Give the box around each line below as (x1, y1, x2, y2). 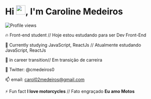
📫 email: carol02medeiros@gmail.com (5, 76, 85, 82)
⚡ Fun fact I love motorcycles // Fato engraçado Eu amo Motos (5, 88, 135, 94)
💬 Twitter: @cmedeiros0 (5, 66, 55, 72)
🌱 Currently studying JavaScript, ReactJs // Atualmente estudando (5, 42, 142, 48)
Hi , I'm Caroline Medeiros (5, 6, 123, 17)
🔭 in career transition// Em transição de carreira (5, 57, 103, 63)
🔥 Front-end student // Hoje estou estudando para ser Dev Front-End (5, 32, 147, 38)
